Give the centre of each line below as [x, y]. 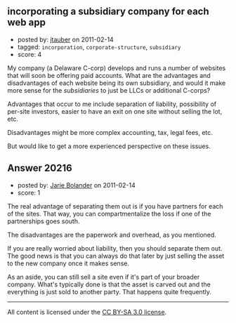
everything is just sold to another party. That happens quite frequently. [110, 291]
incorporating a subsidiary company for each [108, 12]
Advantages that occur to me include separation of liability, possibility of [112, 104]
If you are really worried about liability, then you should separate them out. [115, 248]
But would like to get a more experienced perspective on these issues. [109, 146]
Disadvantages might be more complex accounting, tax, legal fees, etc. [110, 132]
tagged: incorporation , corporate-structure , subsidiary [99, 47]
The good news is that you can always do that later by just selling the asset [116, 256]
